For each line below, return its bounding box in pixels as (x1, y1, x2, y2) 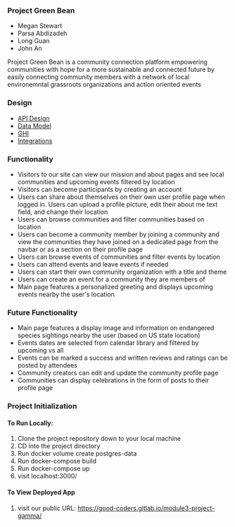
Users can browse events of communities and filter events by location (17, 253, 220, 261)
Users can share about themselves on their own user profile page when (17, 193, 225, 201)
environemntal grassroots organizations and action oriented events (7, 80, 202, 89)
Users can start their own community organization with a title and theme (17, 267, 227, 276)
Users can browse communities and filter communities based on (17, 214, 205, 224)
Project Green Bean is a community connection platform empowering (7, 58, 208, 66)
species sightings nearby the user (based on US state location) (17, 331, 201, 340)
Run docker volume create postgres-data (17, 449, 137, 458)
